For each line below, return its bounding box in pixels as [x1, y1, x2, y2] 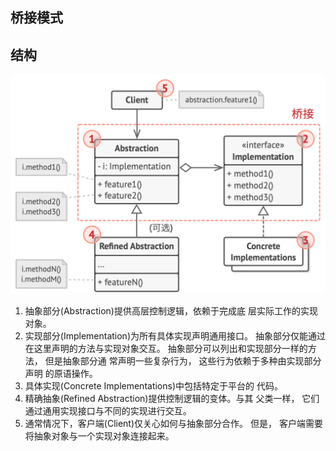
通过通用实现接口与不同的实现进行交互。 [24, 404, 192, 417]
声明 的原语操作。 [24, 367, 98, 379]
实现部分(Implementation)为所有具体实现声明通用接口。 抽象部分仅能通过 [24, 329, 326, 342]
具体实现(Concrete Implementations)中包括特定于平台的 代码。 [24, 379, 283, 392]
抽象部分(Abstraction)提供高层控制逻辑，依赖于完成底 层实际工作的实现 [24, 304, 318, 317]
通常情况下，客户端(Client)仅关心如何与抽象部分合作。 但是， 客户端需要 [24, 417, 323, 429]
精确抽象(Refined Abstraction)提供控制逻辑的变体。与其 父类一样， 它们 [24, 392, 320, 404]
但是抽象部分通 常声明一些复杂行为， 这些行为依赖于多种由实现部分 [44, 354, 322, 367]
